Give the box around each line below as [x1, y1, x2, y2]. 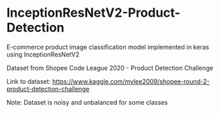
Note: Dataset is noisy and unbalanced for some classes [6, 98, 168, 106]
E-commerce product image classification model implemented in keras [6, 43, 210, 51]
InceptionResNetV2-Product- [6, 5, 181, 21]
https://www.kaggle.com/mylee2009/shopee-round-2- [52, 77, 210, 85]
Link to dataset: [6, 77, 52, 85]
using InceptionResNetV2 [6, 50, 79, 59]
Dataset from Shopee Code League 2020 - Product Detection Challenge [6, 63, 214, 72]
